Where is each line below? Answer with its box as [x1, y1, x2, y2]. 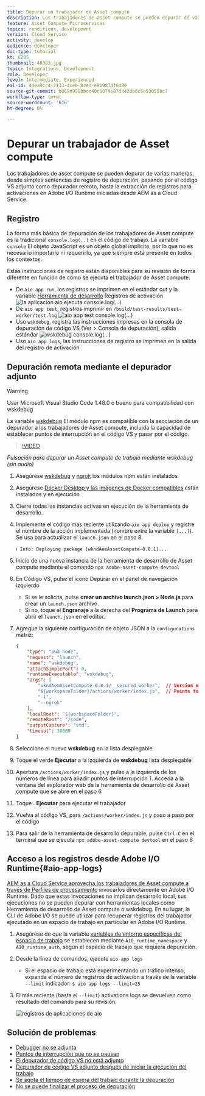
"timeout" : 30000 [27, 728, 71, 735]
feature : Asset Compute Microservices [7, 20, 105, 26]
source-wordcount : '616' [7, 99, 70, 105]
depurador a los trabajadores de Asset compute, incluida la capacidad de [7, 424, 191, 432]
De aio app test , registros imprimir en [15, 305, 113, 313]
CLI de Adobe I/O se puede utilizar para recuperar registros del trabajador [7, 912, 192, 919]
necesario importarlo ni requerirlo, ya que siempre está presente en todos [7, 249, 192, 257]
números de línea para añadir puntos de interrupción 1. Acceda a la [15, 775, 184, 782]
